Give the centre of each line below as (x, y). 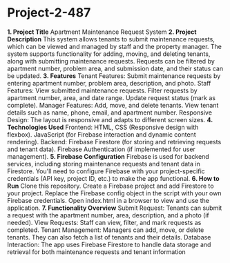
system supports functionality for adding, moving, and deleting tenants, (109, 54)
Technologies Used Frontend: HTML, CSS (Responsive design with (103, 127)
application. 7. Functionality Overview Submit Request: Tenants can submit (115, 208)
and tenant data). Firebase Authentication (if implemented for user (101, 149)
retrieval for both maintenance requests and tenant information (97, 252)
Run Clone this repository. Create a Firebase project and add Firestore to (111, 186)
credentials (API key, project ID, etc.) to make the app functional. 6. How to (113, 178)
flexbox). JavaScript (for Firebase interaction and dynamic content (102, 134)
